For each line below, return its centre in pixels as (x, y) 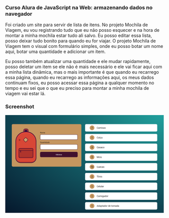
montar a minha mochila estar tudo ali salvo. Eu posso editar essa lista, (79, 36)
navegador (19, 14)
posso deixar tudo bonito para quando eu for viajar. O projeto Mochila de (80, 41)
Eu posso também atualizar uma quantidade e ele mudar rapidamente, (78, 62)
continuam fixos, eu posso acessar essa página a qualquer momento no (80, 83)
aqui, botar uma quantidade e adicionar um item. (55, 51)
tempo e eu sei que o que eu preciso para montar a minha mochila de (77, 88)
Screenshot (20, 106)
